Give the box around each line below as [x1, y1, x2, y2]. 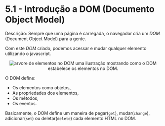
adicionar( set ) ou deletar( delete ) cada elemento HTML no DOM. [5, 115, 137, 121]
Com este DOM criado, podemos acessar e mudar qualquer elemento [5, 45, 147, 51]
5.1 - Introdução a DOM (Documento [5, 3, 155, 15]
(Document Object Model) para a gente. [5, 36, 86, 42]
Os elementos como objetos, [12, 84, 71, 90]
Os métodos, [12, 95, 39, 101]
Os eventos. [12, 100, 37, 106]
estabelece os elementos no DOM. [47, 65, 119, 71]
